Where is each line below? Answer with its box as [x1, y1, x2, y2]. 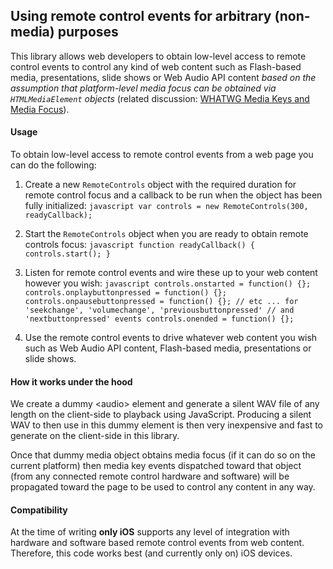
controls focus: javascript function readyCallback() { [24, 239, 255, 251]
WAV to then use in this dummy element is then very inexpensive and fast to [10, 419, 324, 431]
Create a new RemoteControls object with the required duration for [24, 179, 297, 191]
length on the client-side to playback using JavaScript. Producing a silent [10, 409, 312, 421]
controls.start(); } [24, 249, 111, 259]
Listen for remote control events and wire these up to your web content [24, 267, 318, 279]
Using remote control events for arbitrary [10, 8, 272, 25]
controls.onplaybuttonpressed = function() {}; [24, 288, 227, 298]
